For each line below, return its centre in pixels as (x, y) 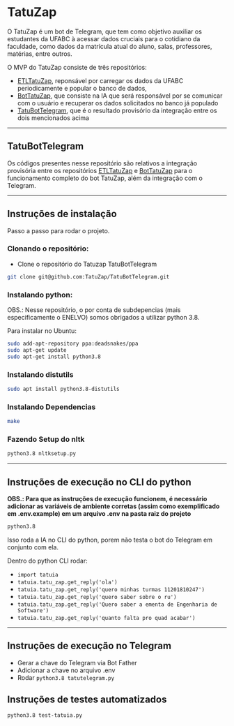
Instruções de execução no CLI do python (99, 482)
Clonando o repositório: (48, 249)
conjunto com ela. (33, 547)
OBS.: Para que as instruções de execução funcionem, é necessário (107, 498)
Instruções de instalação (62, 214)
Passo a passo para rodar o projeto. (58, 230)
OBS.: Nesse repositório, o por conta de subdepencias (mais (94, 310)
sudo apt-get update (37, 350)
